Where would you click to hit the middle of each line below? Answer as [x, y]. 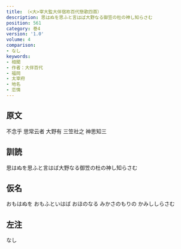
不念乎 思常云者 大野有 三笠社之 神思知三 [56, 131]
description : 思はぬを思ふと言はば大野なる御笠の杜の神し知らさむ [79, 17]
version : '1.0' [25, 34]
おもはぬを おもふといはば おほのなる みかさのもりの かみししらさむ [90, 204]
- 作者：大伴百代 [25, 67]
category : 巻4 [23, 28]
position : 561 [24, 23]
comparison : [21, 46]
